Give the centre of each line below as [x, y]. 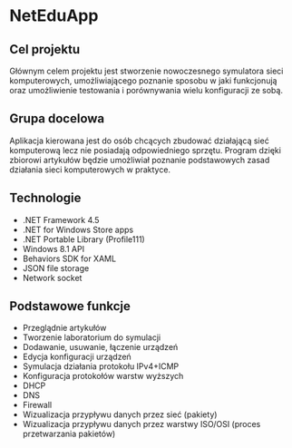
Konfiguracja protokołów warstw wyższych [103, 376]
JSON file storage [56, 268]
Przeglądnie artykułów [64, 328]
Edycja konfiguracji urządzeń [77, 357]
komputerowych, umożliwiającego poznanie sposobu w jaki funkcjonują [143, 81]
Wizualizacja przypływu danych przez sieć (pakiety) [120, 414]
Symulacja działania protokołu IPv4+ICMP [101, 366]
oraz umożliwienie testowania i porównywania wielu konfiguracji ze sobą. [146, 90]
